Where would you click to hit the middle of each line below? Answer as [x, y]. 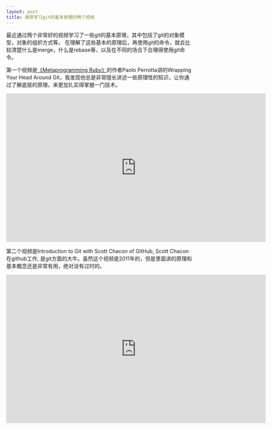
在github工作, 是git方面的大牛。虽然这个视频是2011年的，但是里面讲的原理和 [99, 258]
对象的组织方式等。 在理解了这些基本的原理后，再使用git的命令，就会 [101, 42]
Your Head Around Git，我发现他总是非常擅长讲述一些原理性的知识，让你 [95, 77]
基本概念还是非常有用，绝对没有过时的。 [55, 266]
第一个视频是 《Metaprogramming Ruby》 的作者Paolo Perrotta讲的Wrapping [99, 70]
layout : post [22, 12]
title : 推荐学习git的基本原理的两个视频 [50, 17]
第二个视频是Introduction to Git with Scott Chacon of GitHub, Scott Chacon [98, 251]
